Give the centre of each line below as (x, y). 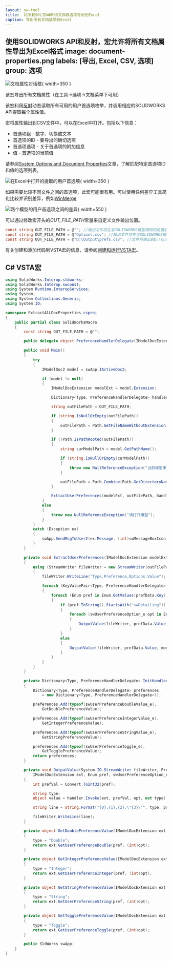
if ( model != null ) (62, 379)
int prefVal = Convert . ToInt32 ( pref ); (74, 784)
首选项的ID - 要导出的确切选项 (44, 140)
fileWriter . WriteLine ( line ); (64, 817)
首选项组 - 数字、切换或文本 (42, 134)
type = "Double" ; (51, 840)
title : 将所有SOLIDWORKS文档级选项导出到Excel (53, 15)
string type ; (46, 793)
